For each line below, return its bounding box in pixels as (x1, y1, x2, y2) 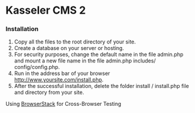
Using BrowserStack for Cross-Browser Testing (5, 101, 122, 108)
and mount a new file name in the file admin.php (14, 57, 132, 64)
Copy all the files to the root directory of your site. (14, 38, 136, 45)
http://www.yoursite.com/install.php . (14, 76, 104, 83)
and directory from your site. (14, 89, 84, 96)
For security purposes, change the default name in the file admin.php (14, 51, 184, 58)
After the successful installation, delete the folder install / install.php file (14, 83, 189, 90)
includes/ (133, 57, 156, 64)
